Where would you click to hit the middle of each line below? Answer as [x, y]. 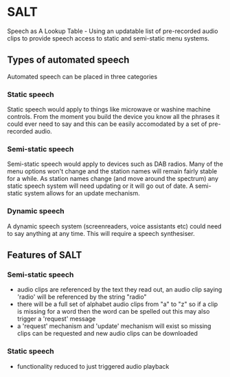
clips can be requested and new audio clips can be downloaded [107, 334]
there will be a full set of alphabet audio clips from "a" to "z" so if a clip [117, 304]
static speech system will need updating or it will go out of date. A [100, 186]
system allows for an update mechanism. [82, 193]
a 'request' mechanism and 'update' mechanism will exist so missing [114, 326]
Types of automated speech [68, 60]
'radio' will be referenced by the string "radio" [82, 297]
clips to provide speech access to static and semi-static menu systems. [108, 38]
